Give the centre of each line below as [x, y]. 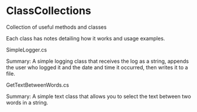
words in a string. [27, 102]
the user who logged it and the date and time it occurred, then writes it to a [97, 67]
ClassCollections [49, 11]
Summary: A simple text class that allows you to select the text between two [99, 96]
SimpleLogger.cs [27, 50]
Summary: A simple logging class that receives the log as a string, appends [98, 61]
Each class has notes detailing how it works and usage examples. [86, 38]
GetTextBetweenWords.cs [38, 85]
